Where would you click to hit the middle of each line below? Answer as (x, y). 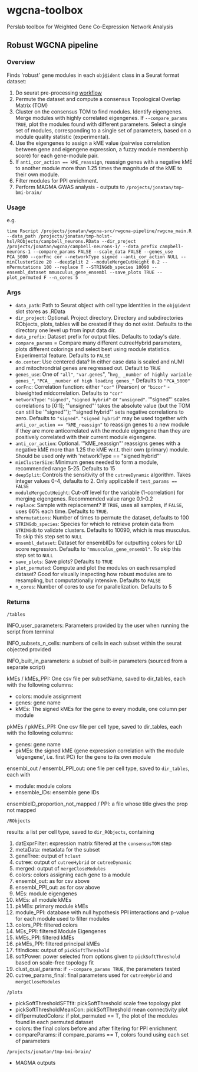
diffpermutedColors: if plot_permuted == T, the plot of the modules (97, 1016)
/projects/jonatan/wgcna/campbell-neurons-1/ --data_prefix (82, 246)
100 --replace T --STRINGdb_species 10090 (97, 267)
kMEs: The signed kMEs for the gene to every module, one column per (101, 709)
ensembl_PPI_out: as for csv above (58, 887)
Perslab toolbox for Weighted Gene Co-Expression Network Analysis (90, 27)
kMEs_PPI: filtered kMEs (45, 937)
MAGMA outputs (35, 1063)
